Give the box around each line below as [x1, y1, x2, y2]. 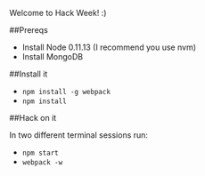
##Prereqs [9, 25, 49, 35]
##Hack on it [9, 113, 57, 123]
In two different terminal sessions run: [9, 130, 149, 140]
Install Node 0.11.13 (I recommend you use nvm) [21, 42, 196, 52]
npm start [21, 148, 60, 157]
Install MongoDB [21, 52, 84, 61]
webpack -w [21, 158, 63, 167]
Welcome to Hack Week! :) [9, 8, 107, 18]
